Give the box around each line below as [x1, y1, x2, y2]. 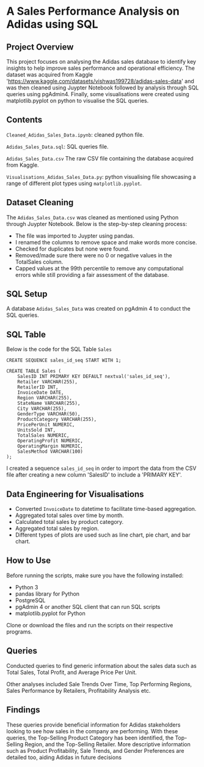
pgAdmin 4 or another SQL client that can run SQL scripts [15, 603, 161, 610]
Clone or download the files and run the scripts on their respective [6, 621, 173, 629]
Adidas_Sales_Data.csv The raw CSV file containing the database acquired [6, 154, 194, 162]
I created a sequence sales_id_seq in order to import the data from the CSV [6, 464, 197, 472]
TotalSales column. [15, 258, 64, 265]
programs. [6, 628, 32, 635]
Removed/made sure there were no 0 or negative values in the [15, 251, 172, 259]
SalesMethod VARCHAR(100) [17, 448, 84, 455]
